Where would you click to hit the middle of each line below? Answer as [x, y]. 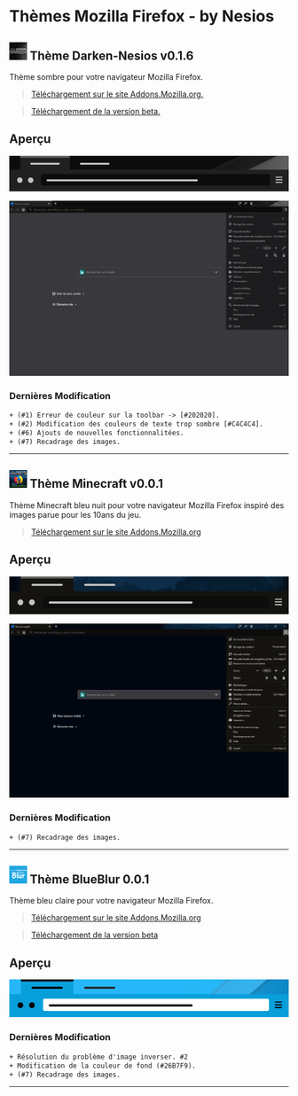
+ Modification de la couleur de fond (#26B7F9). [103, 1066]
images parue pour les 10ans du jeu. [75, 514]
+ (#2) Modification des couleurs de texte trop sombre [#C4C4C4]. [137, 424]
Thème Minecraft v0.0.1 [97, 484]
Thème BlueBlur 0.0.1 [90, 879]
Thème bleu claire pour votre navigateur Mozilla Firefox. [111, 901]
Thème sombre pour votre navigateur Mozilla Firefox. [106, 77]
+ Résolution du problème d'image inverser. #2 [99, 1057]
